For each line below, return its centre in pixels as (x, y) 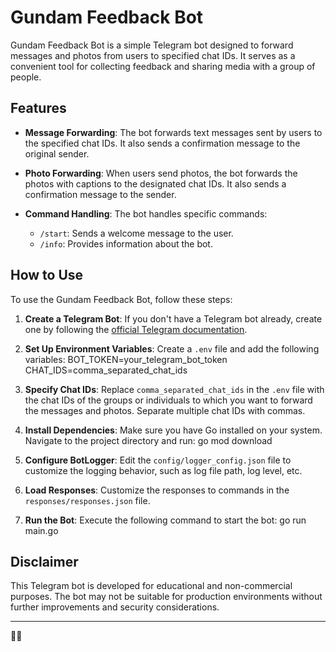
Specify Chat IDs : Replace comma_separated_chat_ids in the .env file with (174, 389)
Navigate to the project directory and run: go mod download (148, 440)
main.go (41, 530)
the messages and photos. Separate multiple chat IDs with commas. (165, 410)
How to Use (47, 275)
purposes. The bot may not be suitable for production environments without (166, 597)
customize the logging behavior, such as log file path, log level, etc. (163, 470)
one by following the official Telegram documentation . (136, 329)
